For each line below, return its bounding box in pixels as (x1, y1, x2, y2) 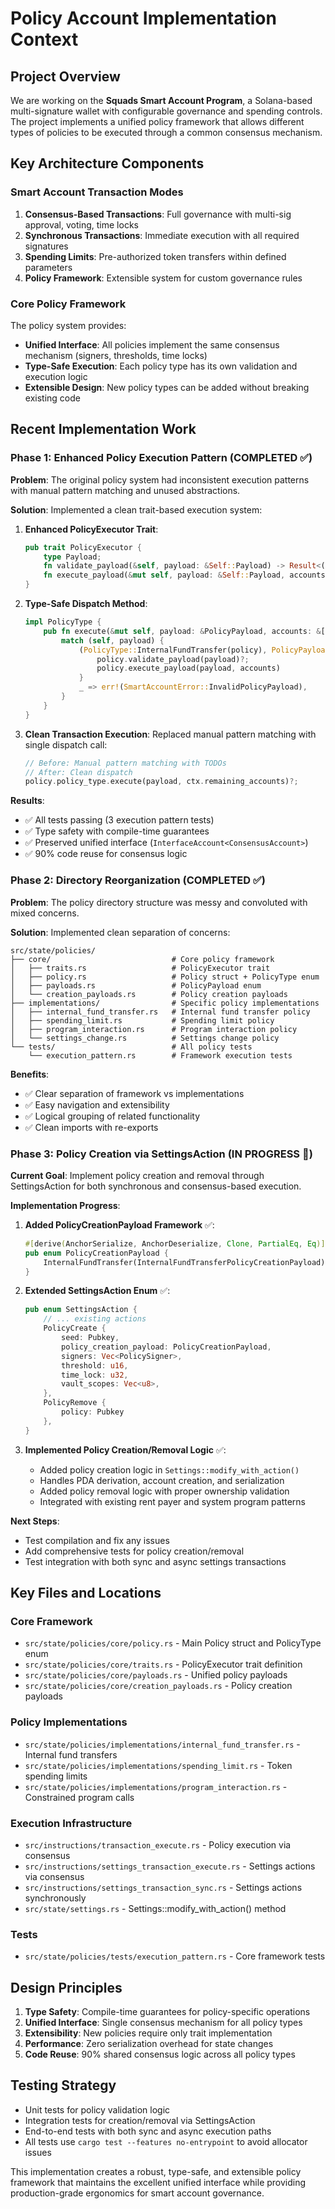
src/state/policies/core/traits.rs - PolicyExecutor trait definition (24, 1658, 303, 1671)
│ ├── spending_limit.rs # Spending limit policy (10, 1015, 275, 1026)
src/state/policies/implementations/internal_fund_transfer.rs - (24, 1738, 301, 1750)
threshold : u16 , (61, 1360, 129, 1371)
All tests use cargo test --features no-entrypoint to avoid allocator (24, 2135, 308, 2147)
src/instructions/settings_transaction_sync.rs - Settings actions (24, 1881, 303, 1893)
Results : (10, 795, 45, 807)
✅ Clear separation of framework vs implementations (24, 1087, 245, 1099)
